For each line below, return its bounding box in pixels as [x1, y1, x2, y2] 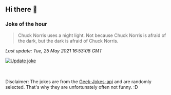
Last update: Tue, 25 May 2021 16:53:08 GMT [5, 47, 103, 54]
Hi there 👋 [5, 5, 37, 14]
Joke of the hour [5, 21, 47, 28]
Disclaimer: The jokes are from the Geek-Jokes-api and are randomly [5, 78, 151, 85]
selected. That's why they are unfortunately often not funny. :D [5, 84, 138, 90]
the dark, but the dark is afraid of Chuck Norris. [17, 37, 119, 44]
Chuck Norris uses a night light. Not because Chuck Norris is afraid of [17, 32, 166, 39]
